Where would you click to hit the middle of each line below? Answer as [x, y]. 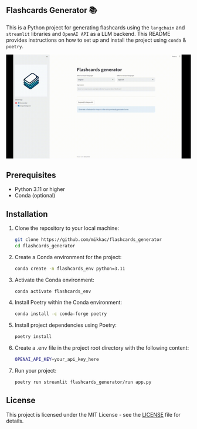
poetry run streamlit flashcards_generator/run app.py [83, 382]
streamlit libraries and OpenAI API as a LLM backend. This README [88, 33]
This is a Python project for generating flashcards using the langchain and [96, 27]
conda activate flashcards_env [53, 291]
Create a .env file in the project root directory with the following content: [102, 348]
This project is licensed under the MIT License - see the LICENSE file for [93, 414]
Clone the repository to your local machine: [67, 228]
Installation [27, 214]
